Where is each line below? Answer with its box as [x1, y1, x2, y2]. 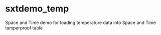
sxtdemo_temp [5, 3, 69, 14]
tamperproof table [5, 24, 43, 30]
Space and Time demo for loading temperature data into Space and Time [5, 19, 156, 25]
